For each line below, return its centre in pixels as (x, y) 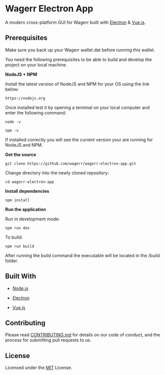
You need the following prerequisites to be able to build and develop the (79, 59)
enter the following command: (36, 112)
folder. (12, 261)
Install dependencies (27, 191)
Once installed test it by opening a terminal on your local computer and (78, 107)
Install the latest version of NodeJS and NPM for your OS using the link (77, 84)
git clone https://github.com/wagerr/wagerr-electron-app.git (71, 163)
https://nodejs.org (25, 98)
